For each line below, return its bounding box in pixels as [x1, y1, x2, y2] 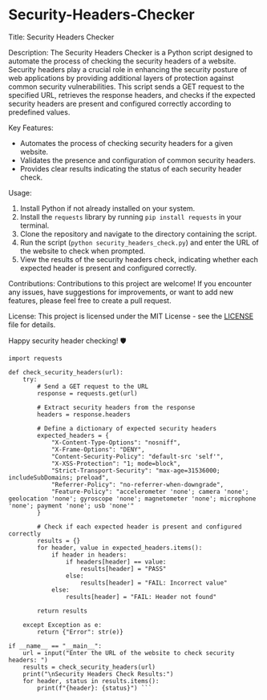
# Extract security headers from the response [37, 403, 196, 411]
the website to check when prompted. [19, 246, 146, 256]
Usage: [8, 188, 32, 197]
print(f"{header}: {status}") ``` [37, 684, 152, 692]
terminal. [19, 221, 50, 230]
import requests [8, 354, 63, 362]
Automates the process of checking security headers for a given [19, 138, 233, 148]
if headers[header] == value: [65, 557, 167, 566]
